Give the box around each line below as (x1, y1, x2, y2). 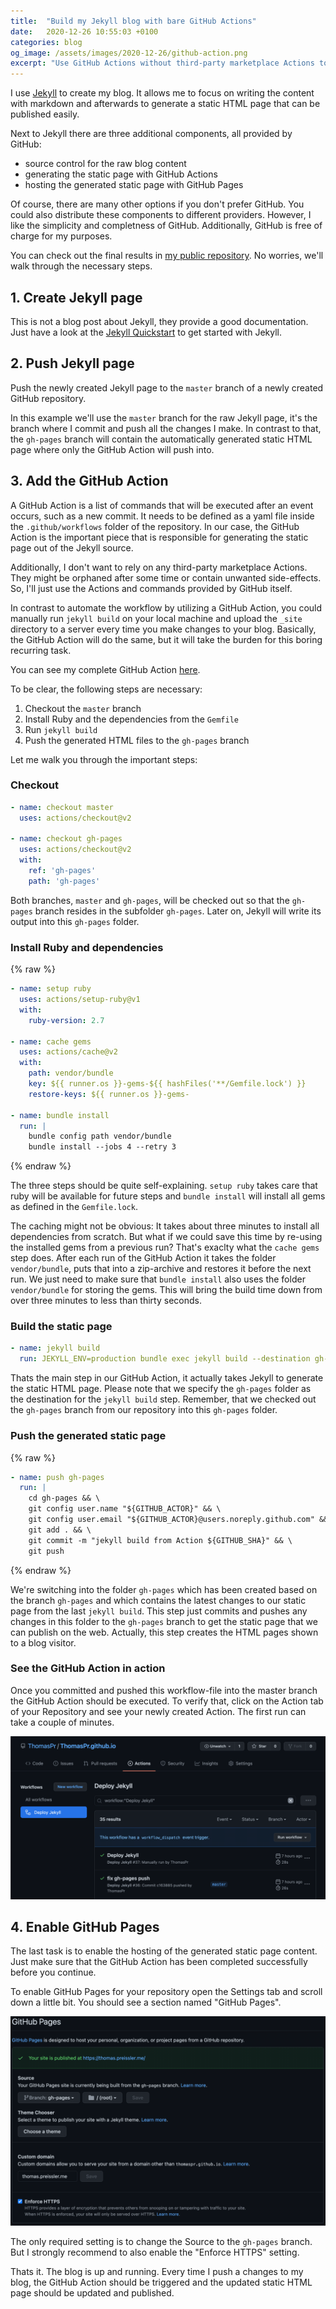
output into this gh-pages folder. (10, 915, 140, 927)
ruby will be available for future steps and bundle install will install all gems (10, 1190, 326, 1202)
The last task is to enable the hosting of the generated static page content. (10, 1945, 318, 1957)
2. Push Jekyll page (10, 355, 135, 372)
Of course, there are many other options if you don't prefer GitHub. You (10, 198, 305, 210)
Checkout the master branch (24, 702, 142, 714)
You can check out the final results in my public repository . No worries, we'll (10, 250, 324, 262)
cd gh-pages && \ (28, 1493, 101, 1504)
